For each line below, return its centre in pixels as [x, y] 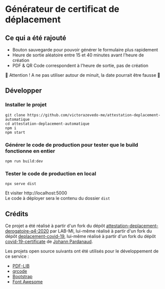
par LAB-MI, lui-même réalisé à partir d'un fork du [101, 231]
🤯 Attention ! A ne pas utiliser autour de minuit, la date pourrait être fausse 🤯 [83, 75]
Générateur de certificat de [62, 9]
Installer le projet [26, 105]
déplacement [33, 20]
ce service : [17, 256]
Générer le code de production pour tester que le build [72, 144]
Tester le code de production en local [51, 173]
